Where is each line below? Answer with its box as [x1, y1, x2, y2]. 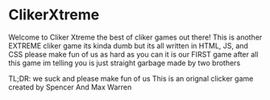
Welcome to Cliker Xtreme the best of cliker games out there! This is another [8, 32, 263, 42]
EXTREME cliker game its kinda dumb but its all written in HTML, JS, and [8, 40, 248, 50]
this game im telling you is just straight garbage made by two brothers [8, 58, 241, 68]
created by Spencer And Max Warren [8, 82, 132, 92]
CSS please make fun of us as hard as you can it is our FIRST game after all [8, 49, 259, 59]
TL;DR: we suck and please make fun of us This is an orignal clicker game [8, 73, 254, 83]
